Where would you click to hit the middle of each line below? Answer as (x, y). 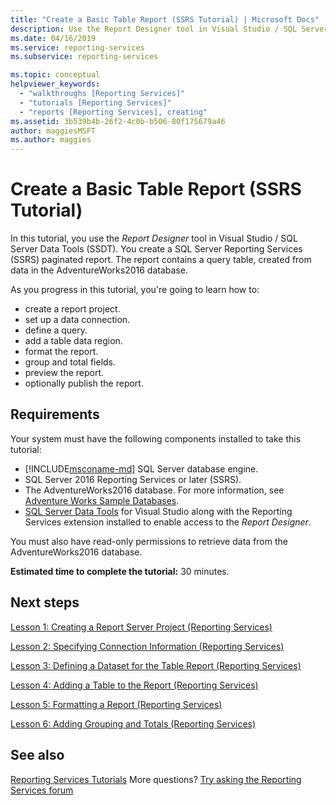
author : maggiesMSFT (53, 131)
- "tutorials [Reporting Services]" (95, 102)
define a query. (56, 330)
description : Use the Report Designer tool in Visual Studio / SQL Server (169, 29)
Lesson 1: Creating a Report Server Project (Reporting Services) (141, 627)
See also (37, 755)
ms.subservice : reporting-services (84, 57)
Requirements (55, 414)
